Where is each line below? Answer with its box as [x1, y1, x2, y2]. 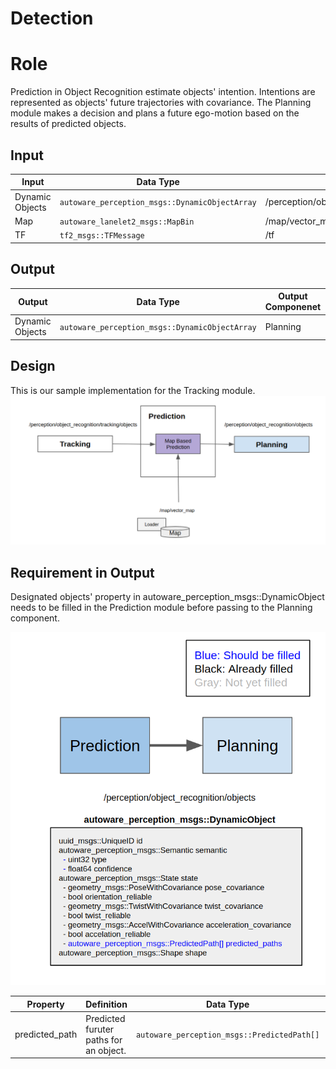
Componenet [264, 301, 322, 312]
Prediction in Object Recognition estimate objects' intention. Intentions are [10, 86, 316, 98]
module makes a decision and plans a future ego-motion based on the [10, 107, 300, 119]
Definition [85, 998, 128, 1010]
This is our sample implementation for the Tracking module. [10, 384, 256, 396]
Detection [10, 7, 94, 30]
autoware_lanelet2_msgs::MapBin [59, 217, 195, 227]
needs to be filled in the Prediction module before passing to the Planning [10, 602, 313, 614]
